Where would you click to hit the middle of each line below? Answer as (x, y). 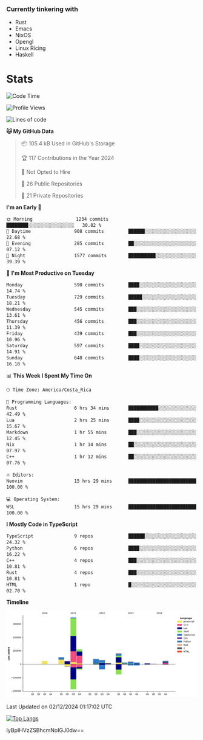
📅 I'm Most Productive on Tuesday (51, 273)
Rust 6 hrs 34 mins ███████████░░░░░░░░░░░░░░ (101, 408)
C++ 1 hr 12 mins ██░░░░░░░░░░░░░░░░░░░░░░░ (101, 457)
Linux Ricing (30, 48)
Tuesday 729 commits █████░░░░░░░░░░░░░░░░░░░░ (101, 297)
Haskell (24, 55)
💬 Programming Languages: (39, 402)
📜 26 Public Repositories (52, 184)
